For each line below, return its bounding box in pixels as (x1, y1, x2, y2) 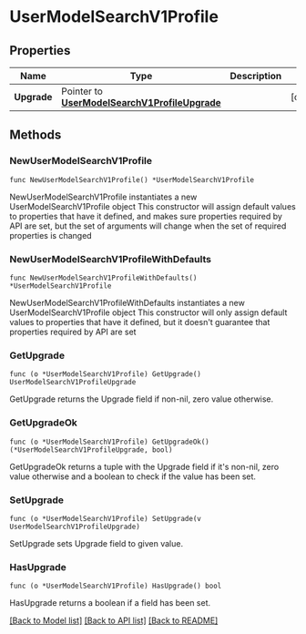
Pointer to (61, 85, 103, 97)
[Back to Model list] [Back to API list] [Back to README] (9, 615, 219, 626)
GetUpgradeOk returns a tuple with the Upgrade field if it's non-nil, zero (9, 461, 280, 472)
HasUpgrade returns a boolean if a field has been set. (9, 598, 211, 608)
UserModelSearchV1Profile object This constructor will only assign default (9, 307, 288, 318)
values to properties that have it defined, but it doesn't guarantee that (9, 316, 270, 327)
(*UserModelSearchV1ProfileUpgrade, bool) (9, 445, 173, 455)
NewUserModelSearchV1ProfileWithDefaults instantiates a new (9, 297, 246, 308)
